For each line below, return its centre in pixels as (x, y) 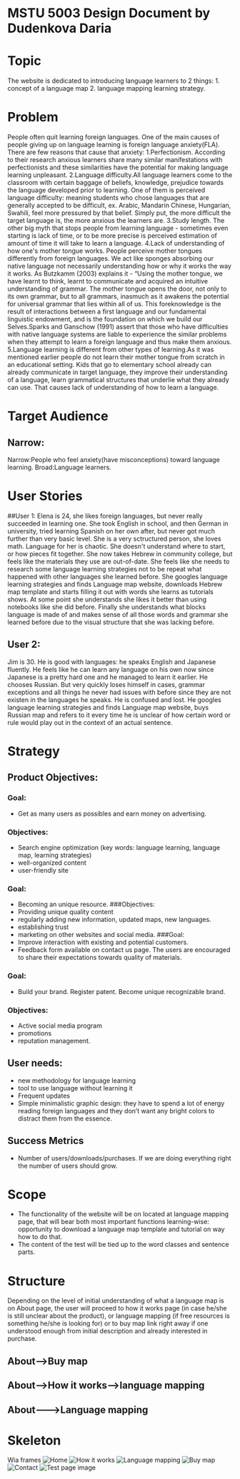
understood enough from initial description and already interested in (107, 1331)
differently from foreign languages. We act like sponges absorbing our (111, 259)
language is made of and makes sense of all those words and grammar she (118, 615)
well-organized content (52, 863)
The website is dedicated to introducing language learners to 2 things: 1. (114, 81)
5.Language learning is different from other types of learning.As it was (111, 350)
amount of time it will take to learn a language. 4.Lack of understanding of (116, 244)
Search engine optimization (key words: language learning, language (119, 847)
